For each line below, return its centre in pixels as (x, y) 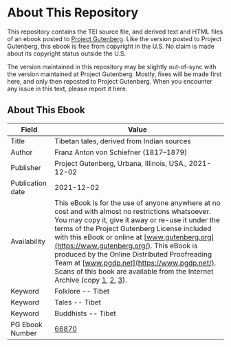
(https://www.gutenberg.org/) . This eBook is (126, 246)
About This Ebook (46, 110)
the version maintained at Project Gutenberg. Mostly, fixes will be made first (114, 74)
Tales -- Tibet (78, 302)
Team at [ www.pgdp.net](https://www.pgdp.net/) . (135, 263)
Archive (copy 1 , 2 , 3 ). (91, 280)
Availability (28, 241)
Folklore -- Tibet (82, 291)
